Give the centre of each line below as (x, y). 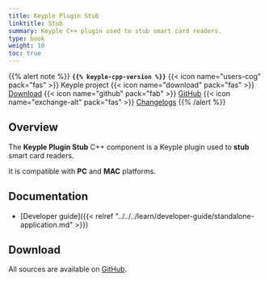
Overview (34, 127)
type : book (27, 38)
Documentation (48, 197)
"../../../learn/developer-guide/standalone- (185, 216)
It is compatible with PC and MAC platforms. (82, 171)
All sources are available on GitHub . (68, 269)
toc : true (25, 53)
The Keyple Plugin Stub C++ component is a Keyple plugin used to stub (129, 147)
